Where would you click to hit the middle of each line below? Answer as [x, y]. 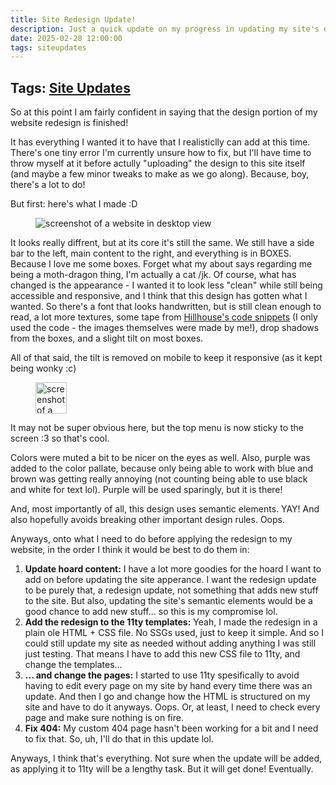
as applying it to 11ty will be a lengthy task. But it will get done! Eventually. [162, 769]
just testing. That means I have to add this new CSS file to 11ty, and [162, 654]
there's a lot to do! [48, 185]
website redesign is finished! [69, 123]
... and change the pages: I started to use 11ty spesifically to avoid [162, 675]
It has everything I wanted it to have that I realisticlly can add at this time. [160, 142]
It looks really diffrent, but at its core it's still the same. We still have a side [162, 243]
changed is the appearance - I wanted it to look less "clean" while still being [166, 285]
